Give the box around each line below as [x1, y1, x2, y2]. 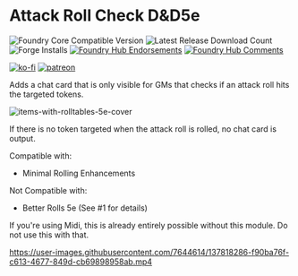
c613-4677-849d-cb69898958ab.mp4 [9, 256, 153, 267]
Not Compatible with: [9, 185, 88, 195]
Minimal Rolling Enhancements [21, 168, 136, 178]
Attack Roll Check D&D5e [9, 5, 200, 26]
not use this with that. [9, 229, 89, 240]
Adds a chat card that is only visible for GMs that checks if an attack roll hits [9, 79, 290, 90]
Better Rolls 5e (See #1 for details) [21, 203, 148, 213]
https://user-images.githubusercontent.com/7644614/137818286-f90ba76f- [9, 246, 289, 257]
